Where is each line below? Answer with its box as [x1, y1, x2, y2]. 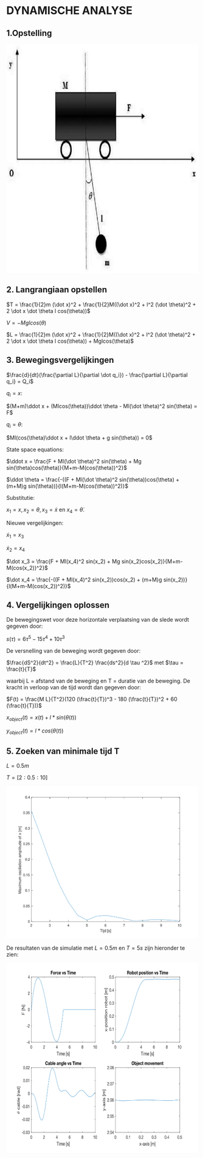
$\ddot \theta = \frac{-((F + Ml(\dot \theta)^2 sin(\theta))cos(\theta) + [6, 476, 180, 483]
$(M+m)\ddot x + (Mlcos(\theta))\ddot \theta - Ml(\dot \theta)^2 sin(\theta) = [6, 402, 198, 410]
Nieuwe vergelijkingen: [6, 519, 64, 527]
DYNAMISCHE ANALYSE [6, 4, 132, 18]
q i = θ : [6, 421, 23, 430]
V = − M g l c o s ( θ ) [6, 319, 47, 326]
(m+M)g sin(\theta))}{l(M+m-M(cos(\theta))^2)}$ [6, 482, 129, 490]
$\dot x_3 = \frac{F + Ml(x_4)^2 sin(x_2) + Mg [6, 558, 120, 565]
